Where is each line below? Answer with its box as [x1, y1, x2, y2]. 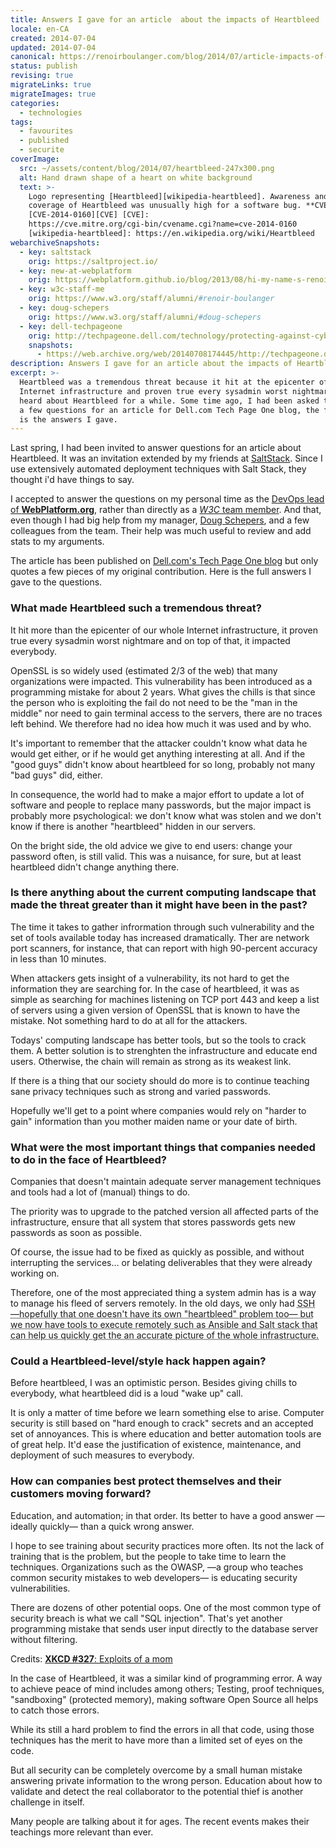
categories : [10, 98, 60, 108]
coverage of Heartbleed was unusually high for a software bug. [28, 201, 302, 211]
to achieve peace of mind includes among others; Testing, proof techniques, [10, 1682, 325, 1695]
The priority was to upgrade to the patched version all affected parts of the [10, 1206, 319, 1218]
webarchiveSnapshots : [10, 237, 101, 248]
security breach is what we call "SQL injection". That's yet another [10, 1612, 283, 1624]
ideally [10, 1520, 38, 1532]
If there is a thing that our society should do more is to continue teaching [10, 1074, 310, 1086]
